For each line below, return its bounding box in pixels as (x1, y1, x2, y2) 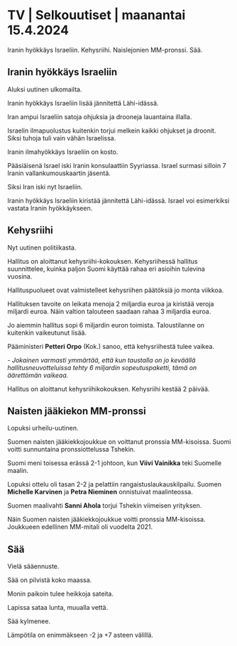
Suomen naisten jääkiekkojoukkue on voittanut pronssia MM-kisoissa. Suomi (7, 438, 231, 446)
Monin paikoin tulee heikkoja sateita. (7, 589, 114, 598)
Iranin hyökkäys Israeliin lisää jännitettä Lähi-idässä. (7, 99, 159, 107)
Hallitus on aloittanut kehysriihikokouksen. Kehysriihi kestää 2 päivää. (7, 384, 210, 393)
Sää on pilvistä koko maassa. (7, 576, 92, 584)
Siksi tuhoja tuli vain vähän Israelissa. (7, 133, 116, 142)
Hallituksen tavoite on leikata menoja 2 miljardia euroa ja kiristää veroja (7, 299, 214, 308)
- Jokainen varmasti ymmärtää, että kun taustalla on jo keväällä (7, 355, 196, 364)
